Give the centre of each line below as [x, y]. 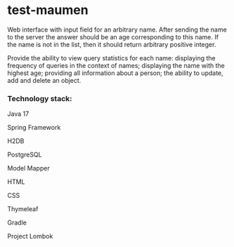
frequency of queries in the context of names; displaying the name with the [116, 65]
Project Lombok [30, 236]
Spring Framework [34, 128]
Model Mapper [29, 168]
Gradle [17, 222]
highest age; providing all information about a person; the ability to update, [115, 73]
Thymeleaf [23, 209]
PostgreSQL [25, 155]
